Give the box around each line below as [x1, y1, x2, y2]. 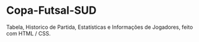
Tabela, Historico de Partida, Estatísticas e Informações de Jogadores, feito [6, 23, 194, 31]
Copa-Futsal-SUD [6, 4, 97, 17]
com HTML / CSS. [6, 29, 51, 37]
